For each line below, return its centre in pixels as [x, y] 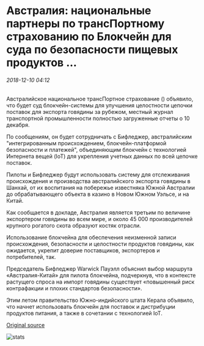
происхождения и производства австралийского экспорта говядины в [98, 181]
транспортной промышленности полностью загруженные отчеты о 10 [98, 118]
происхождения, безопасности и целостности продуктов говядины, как [100, 244]
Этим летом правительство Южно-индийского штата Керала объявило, [100, 300]
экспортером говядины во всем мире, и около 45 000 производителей [100, 219]
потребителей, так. [31, 257]
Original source [26, 325]
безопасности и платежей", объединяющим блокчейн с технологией [96, 150]
